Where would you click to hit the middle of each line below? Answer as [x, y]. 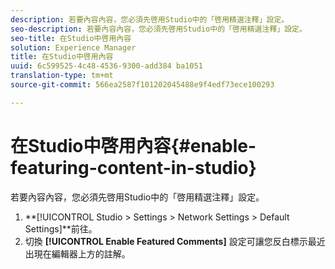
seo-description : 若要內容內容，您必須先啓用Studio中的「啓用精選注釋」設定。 [158, 29]
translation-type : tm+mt [62, 76]
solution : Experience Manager [73, 47]
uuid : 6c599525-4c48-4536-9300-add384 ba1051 [106, 66]
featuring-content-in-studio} [133, 167]
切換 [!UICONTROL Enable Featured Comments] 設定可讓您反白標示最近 [175, 241]
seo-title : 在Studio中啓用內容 [71, 38]
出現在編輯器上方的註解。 [77, 253]
